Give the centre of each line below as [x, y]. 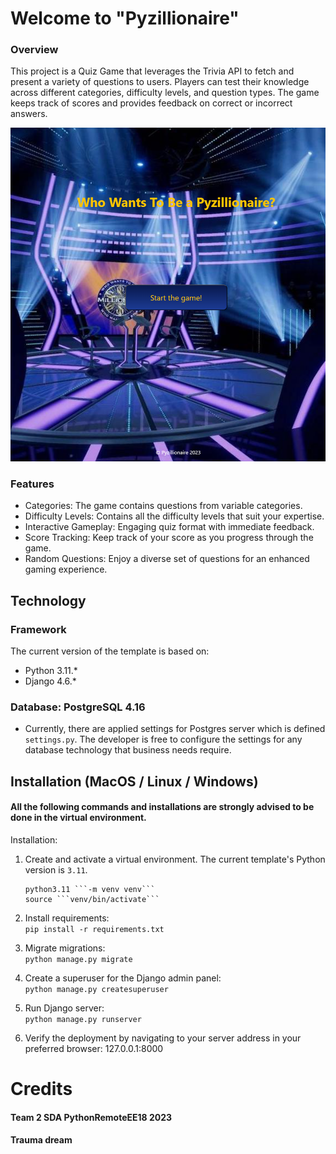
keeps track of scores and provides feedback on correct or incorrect [151, 103]
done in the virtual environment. [78, 818]
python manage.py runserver [83, 1020]
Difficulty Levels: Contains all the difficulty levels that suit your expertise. [174, 516]
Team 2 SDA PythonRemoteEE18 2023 [91, 1117]
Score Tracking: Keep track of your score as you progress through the [169, 538]
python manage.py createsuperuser [96, 990]
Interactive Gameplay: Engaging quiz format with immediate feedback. [169, 527]
